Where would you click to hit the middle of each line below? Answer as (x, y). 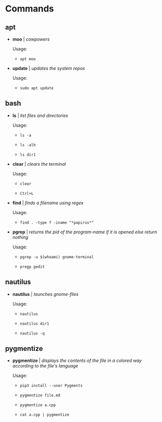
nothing (20, 237)
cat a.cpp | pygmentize (45, 415)
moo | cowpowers (31, 39)
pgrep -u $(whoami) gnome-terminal (57, 257)
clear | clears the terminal (39, 164)
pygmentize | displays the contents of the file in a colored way (77, 360)
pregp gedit (32, 267)
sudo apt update (37, 88)
